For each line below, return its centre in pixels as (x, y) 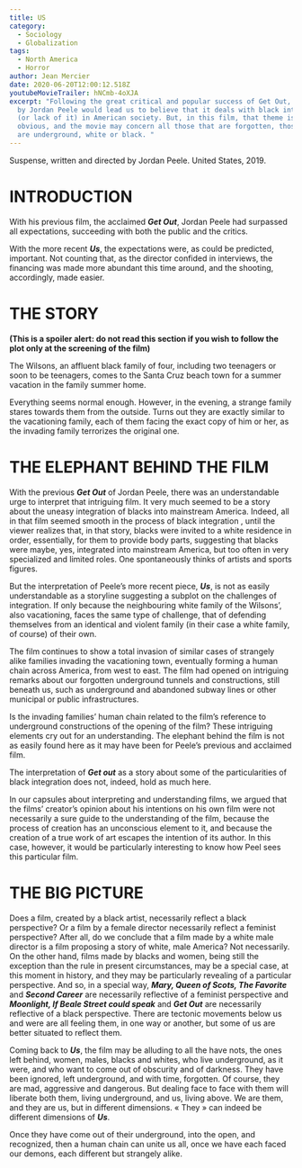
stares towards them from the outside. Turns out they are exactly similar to (147, 411)
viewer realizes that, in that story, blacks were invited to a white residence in (151, 530)
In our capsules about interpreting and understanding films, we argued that (148, 799)
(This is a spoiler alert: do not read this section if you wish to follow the (144, 338)
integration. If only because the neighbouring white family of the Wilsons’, (146, 605)
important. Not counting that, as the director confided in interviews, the (141, 258)
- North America (48, 59)
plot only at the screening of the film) (80, 348)
